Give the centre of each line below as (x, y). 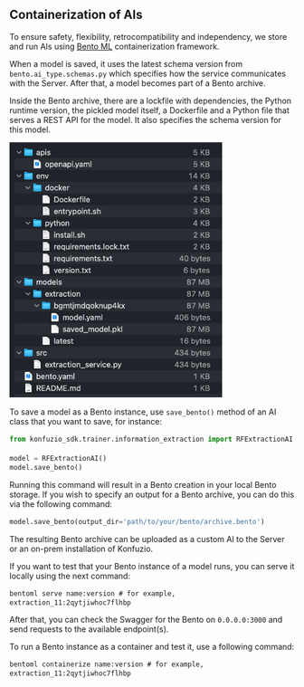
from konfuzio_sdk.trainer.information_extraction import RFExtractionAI (152, 439)
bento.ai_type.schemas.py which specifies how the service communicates (148, 73)
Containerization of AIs (76, 15)
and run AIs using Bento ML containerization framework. (114, 46)
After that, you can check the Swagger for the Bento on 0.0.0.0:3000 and (146, 620)
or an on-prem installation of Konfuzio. (81, 549)
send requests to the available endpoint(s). (89, 629)
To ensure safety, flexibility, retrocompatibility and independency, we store (148, 36)
